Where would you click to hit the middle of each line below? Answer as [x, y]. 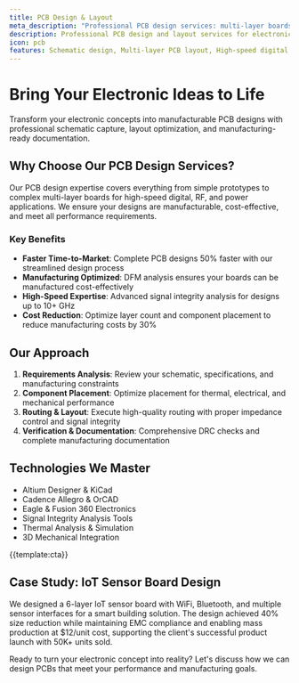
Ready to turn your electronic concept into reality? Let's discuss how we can [149, 659]
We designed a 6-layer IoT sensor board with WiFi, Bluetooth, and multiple [145, 604]
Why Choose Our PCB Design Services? [122, 166]
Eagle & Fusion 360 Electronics [79, 508]
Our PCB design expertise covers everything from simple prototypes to [139, 187]
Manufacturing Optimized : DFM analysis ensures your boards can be [150, 278]
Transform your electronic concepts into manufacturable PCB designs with [146, 119]
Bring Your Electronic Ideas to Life [137, 95]
